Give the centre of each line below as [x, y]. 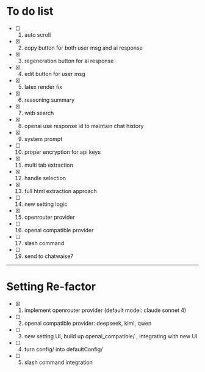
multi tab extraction [49, 165]
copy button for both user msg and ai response [84, 48]
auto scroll [38, 34]
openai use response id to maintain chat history [84, 126]
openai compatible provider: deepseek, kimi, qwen [88, 323]
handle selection [45, 178]
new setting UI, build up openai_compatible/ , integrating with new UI [111, 336]
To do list [30, 11]
